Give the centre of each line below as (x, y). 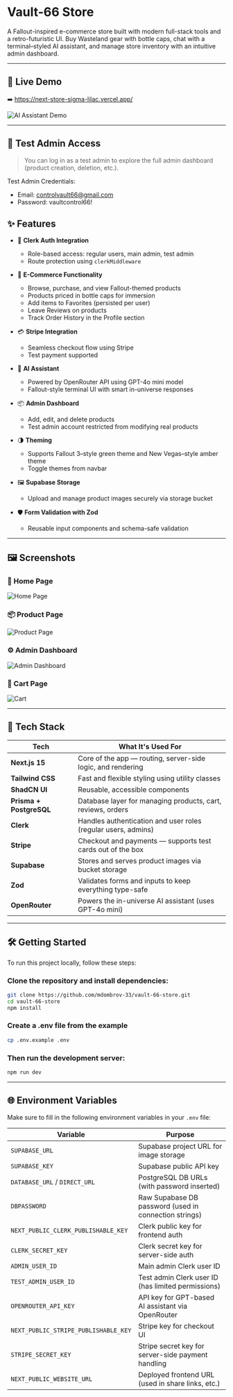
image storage (162, 1154)
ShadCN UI (29, 790)
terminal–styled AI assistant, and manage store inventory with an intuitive (112, 46)
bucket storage (103, 869)
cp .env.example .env (38, 1040)
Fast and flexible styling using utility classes (149, 778)
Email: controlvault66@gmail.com (65, 195)
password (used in (169, 1206)
